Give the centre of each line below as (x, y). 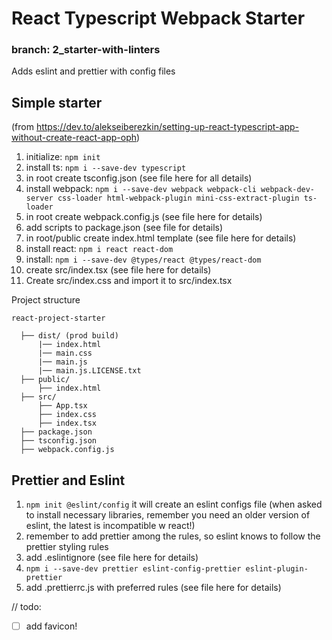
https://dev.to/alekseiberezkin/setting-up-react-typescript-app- (167, 127)
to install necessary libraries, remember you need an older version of (168, 515)
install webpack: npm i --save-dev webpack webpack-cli (141, 189)
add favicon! (51, 626)
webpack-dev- (288, 190)
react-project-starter (58, 318)
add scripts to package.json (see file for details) (124, 228)
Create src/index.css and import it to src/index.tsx (129, 281)
